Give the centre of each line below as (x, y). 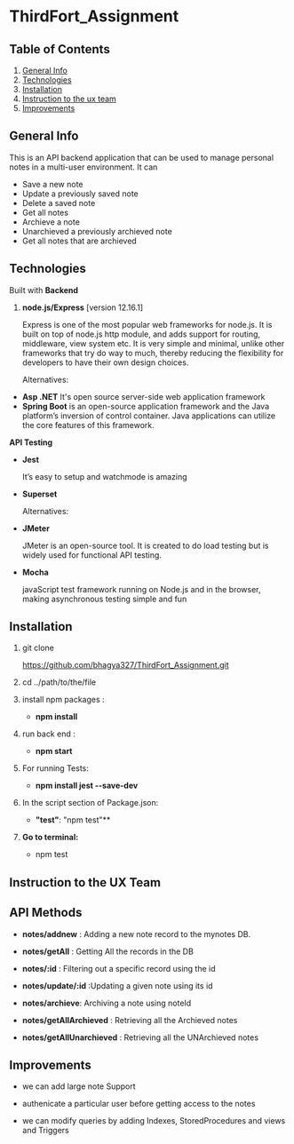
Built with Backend (44, 290)
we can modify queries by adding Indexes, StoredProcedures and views (154, 1121)
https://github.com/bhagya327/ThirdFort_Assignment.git (125, 665)
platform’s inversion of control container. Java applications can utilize (149, 416)
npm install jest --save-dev (87, 786)
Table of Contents (60, 49)
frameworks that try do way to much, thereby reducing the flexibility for (153, 353)
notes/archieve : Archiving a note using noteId (107, 1003)
